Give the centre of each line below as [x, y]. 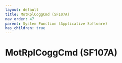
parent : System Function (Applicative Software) [56, 24]
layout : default [22, 10]
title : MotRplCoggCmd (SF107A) [37, 14]
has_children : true [25, 28]
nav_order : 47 [20, 19]
